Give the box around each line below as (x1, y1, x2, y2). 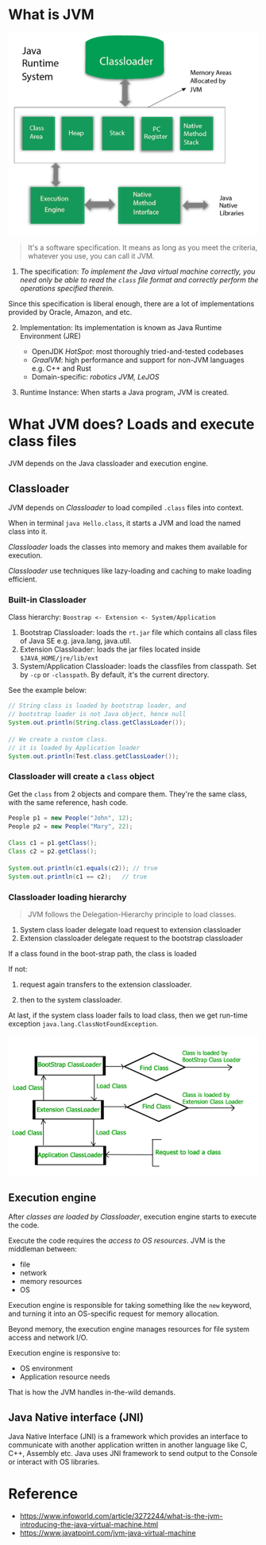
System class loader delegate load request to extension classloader (19, 925, 241, 935)
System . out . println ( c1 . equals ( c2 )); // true (8, 864, 158, 872)
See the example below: (8, 686, 87, 695)
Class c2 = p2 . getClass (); (8, 847, 98, 856)
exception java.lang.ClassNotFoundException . (8, 1019, 159, 1029)
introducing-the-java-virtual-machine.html (19, 1520, 159, 1529)
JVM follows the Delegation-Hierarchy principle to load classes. (27, 909, 237, 920)
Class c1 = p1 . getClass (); (8, 839, 98, 847)
